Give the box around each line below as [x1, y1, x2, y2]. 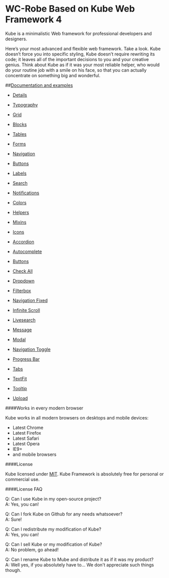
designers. [5, 36, 28, 42]
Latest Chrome [12, 425, 44, 431]
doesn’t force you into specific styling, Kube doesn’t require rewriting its [5, 51, 155, 57]
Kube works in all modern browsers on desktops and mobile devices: [5, 414, 149, 421]
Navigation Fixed [12, 297, 48, 303]
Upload [12, 395, 28, 401]
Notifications [12, 190, 39, 196]
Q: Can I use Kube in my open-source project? [5, 496, 102, 502]
